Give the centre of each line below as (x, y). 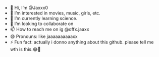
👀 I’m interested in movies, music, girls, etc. (55, 13)
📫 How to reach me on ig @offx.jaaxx (49, 29)
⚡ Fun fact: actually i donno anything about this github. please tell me (82, 42)
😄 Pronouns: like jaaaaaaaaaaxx (44, 36)
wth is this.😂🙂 (25, 49)
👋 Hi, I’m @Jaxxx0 (29, 8)
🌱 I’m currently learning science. (44, 18)
